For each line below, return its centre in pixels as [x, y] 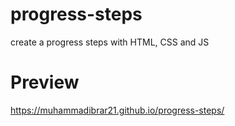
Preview [45, 82]
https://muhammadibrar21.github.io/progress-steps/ [117, 110]
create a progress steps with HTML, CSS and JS [110, 42]
